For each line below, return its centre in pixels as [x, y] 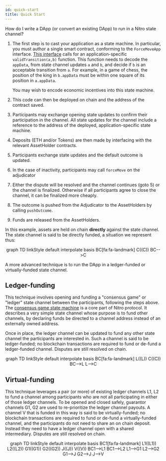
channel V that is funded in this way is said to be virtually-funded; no [75, 413]
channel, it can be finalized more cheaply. [55, 195]
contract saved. [28, 105]
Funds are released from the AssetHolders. [56, 220]
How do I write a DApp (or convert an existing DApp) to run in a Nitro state [81, 28]
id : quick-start [22, 10]
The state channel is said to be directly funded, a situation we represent [78, 234]
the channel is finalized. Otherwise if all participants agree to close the [84, 190]
